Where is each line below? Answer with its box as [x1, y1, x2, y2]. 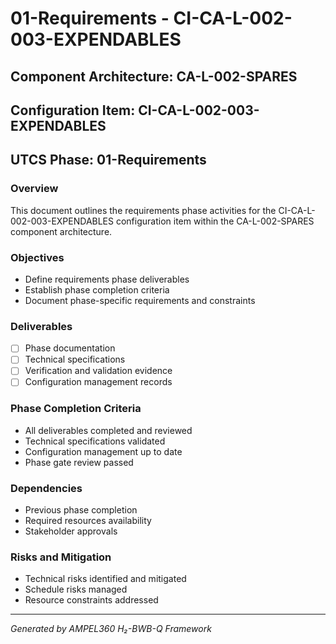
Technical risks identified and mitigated [24, 573, 187, 585]
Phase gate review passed [24, 456, 134, 468]
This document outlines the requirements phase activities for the [10, 204, 277, 216]
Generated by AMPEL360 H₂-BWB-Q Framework [10, 623, 212, 635]
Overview [10, 182, 59, 196]
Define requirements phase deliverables [24, 273, 190, 285]
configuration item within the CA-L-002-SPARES [115, 215, 315, 227]
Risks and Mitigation [10, 550, 112, 564]
